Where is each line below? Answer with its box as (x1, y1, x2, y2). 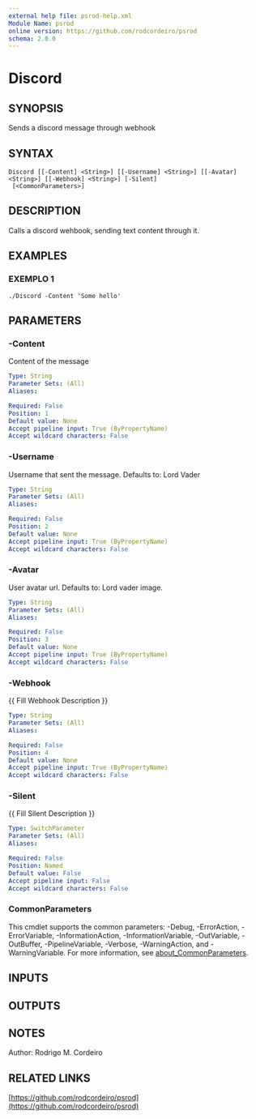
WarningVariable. (8, 947, 66, 957)
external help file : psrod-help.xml (8, 11, 132, 20)
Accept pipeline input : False (8, 877, 111, 885)
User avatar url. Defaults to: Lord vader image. (8, 583, 164, 592)
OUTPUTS (8, 998, 61, 1013)
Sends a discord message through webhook (8, 123, 156, 133)
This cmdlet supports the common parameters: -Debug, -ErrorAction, (8, 921, 241, 932)
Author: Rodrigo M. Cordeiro (8, 1048, 103, 1057)
